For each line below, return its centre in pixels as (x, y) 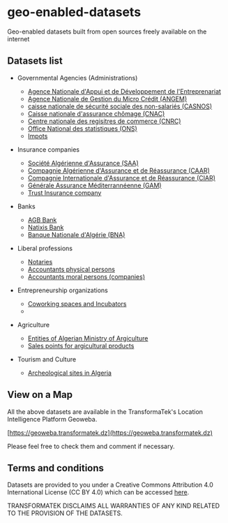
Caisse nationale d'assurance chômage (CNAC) (96, 113)
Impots (38, 136)
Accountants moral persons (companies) (86, 276)
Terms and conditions (56, 468)
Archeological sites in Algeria (69, 373)
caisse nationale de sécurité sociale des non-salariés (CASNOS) (120, 106)
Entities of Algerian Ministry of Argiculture (88, 338)
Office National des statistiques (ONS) (82, 128)
